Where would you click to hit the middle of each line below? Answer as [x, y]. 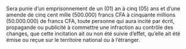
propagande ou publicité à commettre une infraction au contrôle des [90, 27]
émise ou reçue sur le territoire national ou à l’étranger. [73, 40]
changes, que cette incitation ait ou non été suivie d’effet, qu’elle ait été [93, 34]
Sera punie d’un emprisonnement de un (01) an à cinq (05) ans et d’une [93, 9]
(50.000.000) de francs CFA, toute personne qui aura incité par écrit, [90, 21]
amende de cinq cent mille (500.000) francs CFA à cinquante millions [91, 15]
